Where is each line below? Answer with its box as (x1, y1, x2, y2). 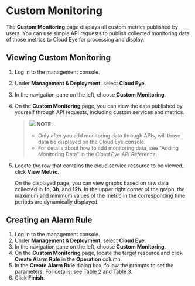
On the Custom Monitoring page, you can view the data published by (14, 102, 183, 109)
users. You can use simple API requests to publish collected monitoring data (6, 29, 190, 36)
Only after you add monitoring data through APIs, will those (37, 132, 181, 139)
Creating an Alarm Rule (6, 215, 93, 225)
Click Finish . (14, 274, 45, 281)
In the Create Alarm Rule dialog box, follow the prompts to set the (14, 261, 174, 268)
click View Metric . (14, 168, 60, 175)
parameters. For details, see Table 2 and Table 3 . (14, 268, 133, 275)
